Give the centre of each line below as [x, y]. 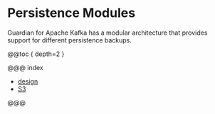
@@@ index [26, 67]
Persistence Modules [72, 13]
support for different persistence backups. [69, 40]
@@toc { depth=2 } [36, 54]
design [28, 81]
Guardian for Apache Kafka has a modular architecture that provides [107, 33]
